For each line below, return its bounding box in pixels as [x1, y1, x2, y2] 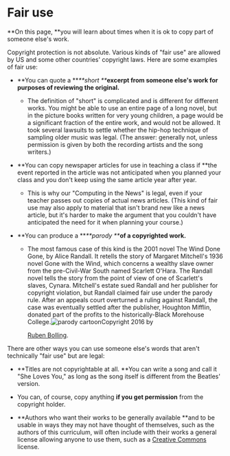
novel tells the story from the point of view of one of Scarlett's [27, 273, 203, 282]
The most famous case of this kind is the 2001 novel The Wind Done [27, 244, 221, 253]
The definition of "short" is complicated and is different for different [27, 96, 218, 104]
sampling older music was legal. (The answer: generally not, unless [27, 133, 218, 141]
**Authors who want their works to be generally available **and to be [16, 413, 215, 422]
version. [16, 379, 41, 387]
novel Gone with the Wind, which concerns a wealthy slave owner [27, 259, 214, 267]
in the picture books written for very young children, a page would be [27, 111, 224, 119]
